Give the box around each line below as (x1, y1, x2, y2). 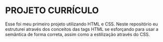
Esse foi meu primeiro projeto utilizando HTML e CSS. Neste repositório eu (5, 21, 158, 27)
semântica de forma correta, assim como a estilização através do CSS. (5, 31, 150, 37)
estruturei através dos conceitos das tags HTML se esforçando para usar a (5, 26, 159, 32)
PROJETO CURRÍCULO (5, 5, 99, 16)
